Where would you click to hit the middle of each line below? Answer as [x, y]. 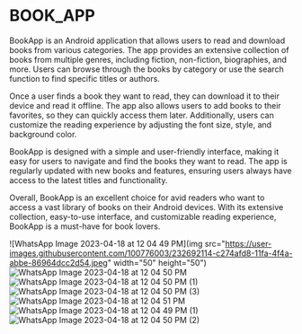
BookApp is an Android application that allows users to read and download [147, 40]
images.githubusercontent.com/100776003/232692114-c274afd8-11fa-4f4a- [151, 253]
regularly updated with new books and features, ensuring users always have [151, 171]
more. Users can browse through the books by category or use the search [147, 69]
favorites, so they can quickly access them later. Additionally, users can [142, 115]
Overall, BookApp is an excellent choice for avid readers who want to [137, 198]
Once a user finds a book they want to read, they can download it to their [145, 96]
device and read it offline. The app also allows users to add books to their [145, 105]
